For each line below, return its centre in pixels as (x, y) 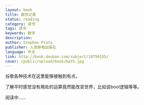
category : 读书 (20, 24)
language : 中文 (20, 52)
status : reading (22, 19)
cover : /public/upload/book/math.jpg (45, 61)
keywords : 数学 (20, 33)
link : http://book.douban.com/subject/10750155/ (57, 57)
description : (19, 38)
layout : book (19, 10)
